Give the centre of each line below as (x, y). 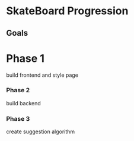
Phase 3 (18, 118)
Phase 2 (18, 90)
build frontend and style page (42, 75)
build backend (24, 103)
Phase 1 (25, 58)
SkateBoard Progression (67, 11)
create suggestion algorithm (41, 131)
